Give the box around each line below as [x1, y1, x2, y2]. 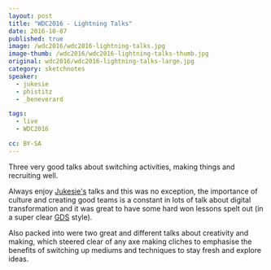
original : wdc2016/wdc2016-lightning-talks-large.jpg [8, 58, 195, 66]
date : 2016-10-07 [8, 27, 68, 35]
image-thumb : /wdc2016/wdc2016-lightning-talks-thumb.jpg [8, 50, 209, 58]
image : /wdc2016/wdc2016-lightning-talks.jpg [8, 42, 165, 50]
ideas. [8, 254, 29, 263]
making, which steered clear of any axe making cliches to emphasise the [8, 237, 252, 246]
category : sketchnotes [8, 65, 85, 73]
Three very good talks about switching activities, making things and [8, 162, 235, 172]
